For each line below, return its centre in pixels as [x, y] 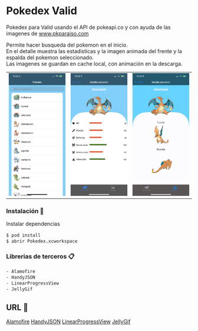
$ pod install [24, 235]
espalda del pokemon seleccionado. [50, 57]
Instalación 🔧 [25, 211]
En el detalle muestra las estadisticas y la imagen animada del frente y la [94, 51]
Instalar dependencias [33, 224]
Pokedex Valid [42, 11]
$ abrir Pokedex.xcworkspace [42, 241]
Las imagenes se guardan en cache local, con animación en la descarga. [94, 64]
